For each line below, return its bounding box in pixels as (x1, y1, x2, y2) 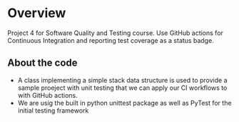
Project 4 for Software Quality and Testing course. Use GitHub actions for (7, 29, 223, 37)
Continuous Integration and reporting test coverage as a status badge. (7, 36, 214, 44)
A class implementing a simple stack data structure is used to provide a (17, 76, 228, 84)
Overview (7, 5, 66, 21)
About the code (7, 57, 78, 69)
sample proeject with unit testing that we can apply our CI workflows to (17, 83, 228, 92)
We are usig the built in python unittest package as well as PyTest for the (17, 98, 232, 107)
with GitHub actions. (17, 91, 78, 99)
